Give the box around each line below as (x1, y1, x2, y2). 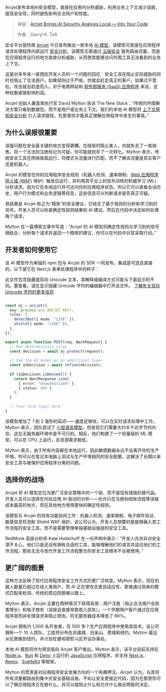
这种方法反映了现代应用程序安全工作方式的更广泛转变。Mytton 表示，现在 (5, 578, 155, 584)
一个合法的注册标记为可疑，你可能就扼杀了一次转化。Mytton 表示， (18, 148, 155, 154)
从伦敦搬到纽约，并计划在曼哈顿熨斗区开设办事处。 (5, 636, 109, 642)
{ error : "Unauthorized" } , (18, 381, 77, 386)
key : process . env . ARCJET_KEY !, (9, 307, 74, 313)
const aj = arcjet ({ (5, 303, 48, 308)
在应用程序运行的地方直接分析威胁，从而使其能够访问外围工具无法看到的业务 (5, 54, 161, 60)
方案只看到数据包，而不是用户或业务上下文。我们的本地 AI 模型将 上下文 (9, 106, 156, 112)
